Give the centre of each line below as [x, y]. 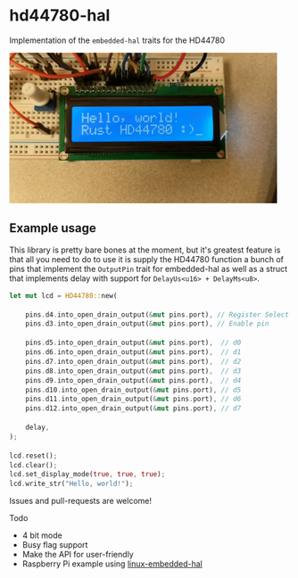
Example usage [53, 228]
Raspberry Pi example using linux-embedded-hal [112, 564]
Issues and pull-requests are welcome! [80, 501]
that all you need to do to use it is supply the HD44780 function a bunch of [146, 259]
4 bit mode [42, 535]
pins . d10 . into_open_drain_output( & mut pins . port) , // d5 [133, 390]
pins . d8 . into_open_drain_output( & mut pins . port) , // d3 [133, 371]
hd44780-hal [60, 16]
